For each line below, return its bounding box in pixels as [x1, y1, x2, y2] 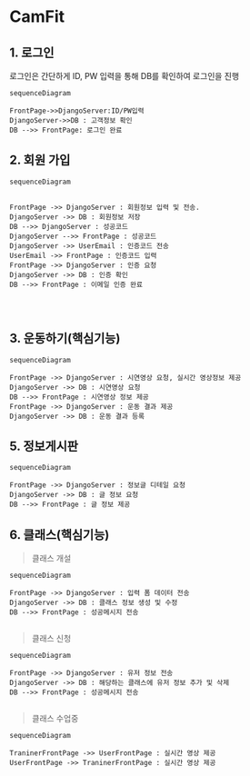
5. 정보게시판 [9, 439, 79, 454]
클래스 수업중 [31, 713, 79, 724]
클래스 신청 [31, 633, 72, 644]
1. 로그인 [9, 45, 55, 60]
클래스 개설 [31, 552, 72, 564]
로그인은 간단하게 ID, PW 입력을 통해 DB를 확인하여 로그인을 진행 [9, 71, 239, 81]
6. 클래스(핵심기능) [9, 527, 110, 542]
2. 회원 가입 [9, 153, 71, 168]
